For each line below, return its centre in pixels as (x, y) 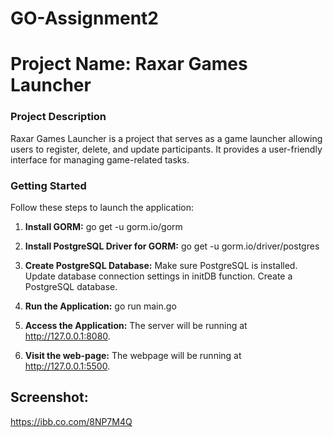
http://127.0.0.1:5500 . (67, 366)
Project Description (58, 117)
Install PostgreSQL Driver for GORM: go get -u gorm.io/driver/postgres (172, 246)
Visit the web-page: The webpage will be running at (133, 355)
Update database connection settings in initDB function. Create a (158, 276)
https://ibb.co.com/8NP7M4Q (71, 421)
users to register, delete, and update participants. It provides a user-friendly (166, 149)
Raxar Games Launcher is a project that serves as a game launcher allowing (166, 138)
